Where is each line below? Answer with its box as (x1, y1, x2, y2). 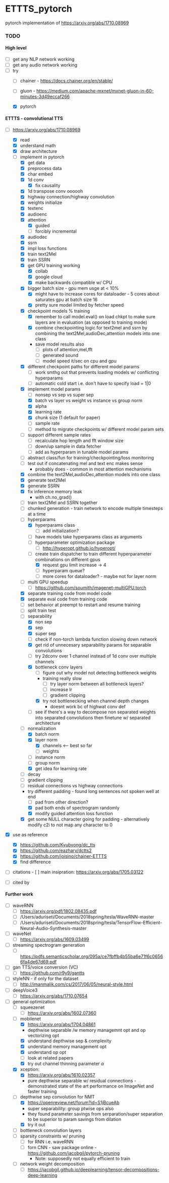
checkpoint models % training (27, 308, 90, 314)
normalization (27, 726, 57, 732)
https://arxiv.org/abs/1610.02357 (27, 1072, 95, 1078)
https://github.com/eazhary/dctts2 (20, 848, 92, 854)
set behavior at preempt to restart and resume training (27, 602, 141, 608)
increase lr (50, 686, 72, 692)
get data (27, 159, 45, 165)
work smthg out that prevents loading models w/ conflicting (35, 369, 159, 375)
